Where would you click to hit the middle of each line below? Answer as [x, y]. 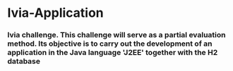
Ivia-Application [55, 13]
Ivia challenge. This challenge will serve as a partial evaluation [116, 35]
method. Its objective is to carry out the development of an [110, 44]
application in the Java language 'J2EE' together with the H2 [113, 53]
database [24, 61]
